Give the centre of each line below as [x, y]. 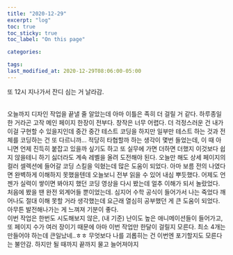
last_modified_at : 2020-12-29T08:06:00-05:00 [74, 71]
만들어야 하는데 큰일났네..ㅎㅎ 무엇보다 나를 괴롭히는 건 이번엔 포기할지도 [105, 235]
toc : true [22, 26]
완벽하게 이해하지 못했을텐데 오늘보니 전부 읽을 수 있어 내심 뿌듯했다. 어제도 [116, 174]
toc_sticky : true [32, 33]
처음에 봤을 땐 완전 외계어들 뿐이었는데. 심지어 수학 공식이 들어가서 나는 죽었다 [113, 192]
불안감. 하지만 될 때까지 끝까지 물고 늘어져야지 [77, 244]
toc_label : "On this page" [46, 40]
